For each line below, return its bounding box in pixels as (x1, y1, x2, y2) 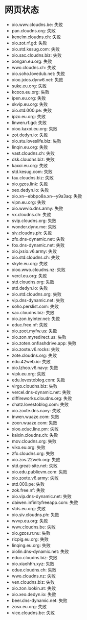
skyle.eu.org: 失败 (11, 260, 48, 266)
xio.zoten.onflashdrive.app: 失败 (11, 340, 77, 346)
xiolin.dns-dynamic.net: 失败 (11, 548, 69, 554)
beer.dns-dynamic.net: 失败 (11, 597, 68, 603)
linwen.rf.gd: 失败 (11, 120, 47, 125)
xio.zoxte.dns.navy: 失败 (11, 407, 61, 413)
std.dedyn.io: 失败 (11, 285, 48, 291)
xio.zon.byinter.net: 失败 (11, 316, 61, 322)
